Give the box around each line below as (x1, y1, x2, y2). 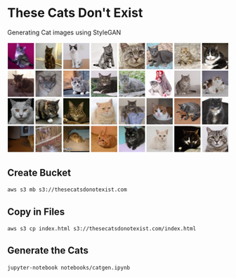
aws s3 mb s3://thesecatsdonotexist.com (7, 186, 128, 194)
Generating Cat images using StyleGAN (7, 28, 122, 37)
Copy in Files (7, 206, 65, 218)
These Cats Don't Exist (7, 5, 143, 21)
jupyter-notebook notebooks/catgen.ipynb (7, 264, 131, 271)
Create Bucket (7, 166, 72, 178)
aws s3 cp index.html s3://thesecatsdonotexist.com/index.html (7, 225, 197, 232)
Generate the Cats (7, 244, 89, 257)
